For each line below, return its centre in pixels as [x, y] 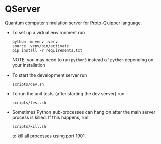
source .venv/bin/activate [40, 46]
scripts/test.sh [29, 103]
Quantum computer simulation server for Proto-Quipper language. [73, 23]
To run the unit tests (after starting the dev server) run [68, 93]
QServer [23, 9]
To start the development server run [49, 75]
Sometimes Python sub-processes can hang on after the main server [84, 112]
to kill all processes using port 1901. [49, 136]
